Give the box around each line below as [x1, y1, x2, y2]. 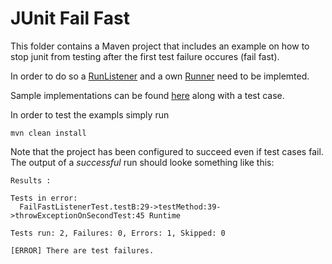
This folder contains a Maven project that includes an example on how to [10, 40, 310, 52]
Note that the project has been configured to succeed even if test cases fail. [10, 145, 324, 157]
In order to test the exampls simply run [10, 108, 170, 121]
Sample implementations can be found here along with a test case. [10, 89, 285, 101]
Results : [10, 175, 52, 186]
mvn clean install [10, 128, 87, 138]
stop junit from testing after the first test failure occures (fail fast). [10, 50, 280, 62]
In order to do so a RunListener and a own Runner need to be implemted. [10, 70, 310, 82]
